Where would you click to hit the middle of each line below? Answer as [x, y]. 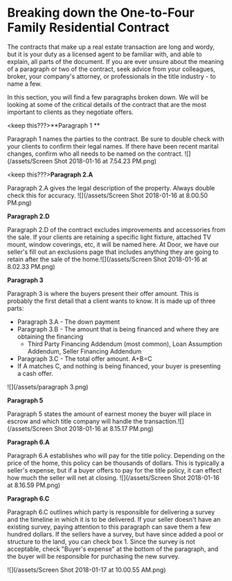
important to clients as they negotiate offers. [70, 112]
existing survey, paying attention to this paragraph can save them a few [109, 527]
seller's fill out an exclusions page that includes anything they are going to [113, 252]
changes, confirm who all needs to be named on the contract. [95, 154]
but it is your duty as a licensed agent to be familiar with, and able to [105, 54]
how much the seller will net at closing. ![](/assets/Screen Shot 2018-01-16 [113, 477]
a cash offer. [35, 373]
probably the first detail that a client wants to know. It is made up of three [111, 301]
